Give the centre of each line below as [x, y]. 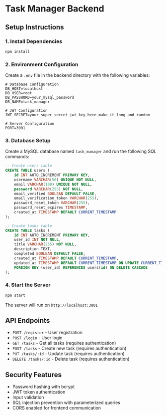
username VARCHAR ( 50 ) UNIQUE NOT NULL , [55, 180]
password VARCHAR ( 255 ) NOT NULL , [49, 189]
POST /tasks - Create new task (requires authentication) [69, 348]
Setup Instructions [35, 27]
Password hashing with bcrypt [43, 387]
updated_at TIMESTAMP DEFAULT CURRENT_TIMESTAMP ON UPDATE [77, 263]
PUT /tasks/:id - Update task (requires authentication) [69, 354]
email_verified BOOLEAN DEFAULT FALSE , [55, 194]
